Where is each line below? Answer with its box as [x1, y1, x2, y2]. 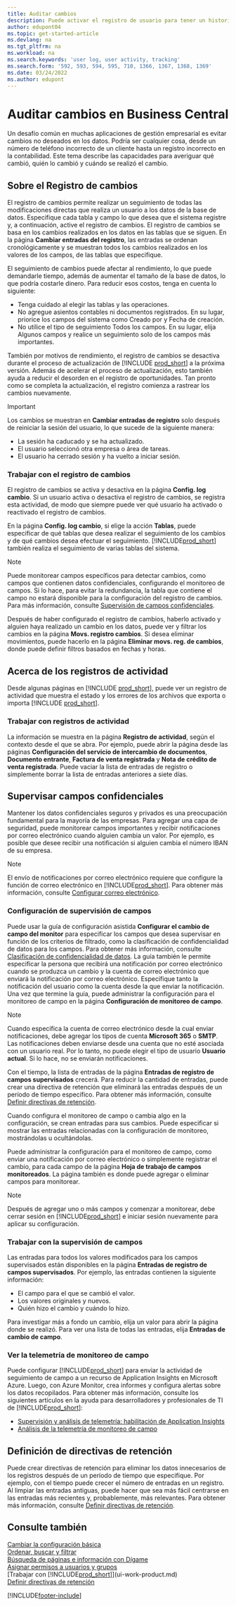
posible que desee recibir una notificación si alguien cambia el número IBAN [7, 839, 228, 847]
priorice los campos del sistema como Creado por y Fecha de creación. [17, 315, 225, 324]
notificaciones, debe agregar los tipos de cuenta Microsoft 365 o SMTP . [7, 1032, 218, 1040]
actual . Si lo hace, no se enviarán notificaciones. [7, 1054, 149, 1063]
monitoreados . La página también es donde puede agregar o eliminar [7, 1170, 209, 1178]
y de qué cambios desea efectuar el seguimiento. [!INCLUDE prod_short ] [7, 536, 216, 545]
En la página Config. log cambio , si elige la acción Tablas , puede [7, 521, 197, 530]
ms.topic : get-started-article [7, 30, 99, 37]
